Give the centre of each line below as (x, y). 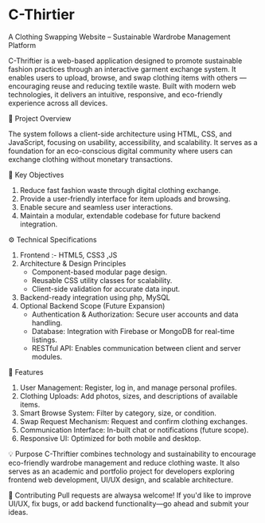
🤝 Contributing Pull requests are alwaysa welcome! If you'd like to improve (130, 495)
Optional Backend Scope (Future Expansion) (92, 305)
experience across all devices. (58, 103)
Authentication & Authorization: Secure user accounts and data (135, 314)
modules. (47, 356)
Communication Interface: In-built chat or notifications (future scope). (134, 430)
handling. (47, 322)
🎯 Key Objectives (36, 175)
